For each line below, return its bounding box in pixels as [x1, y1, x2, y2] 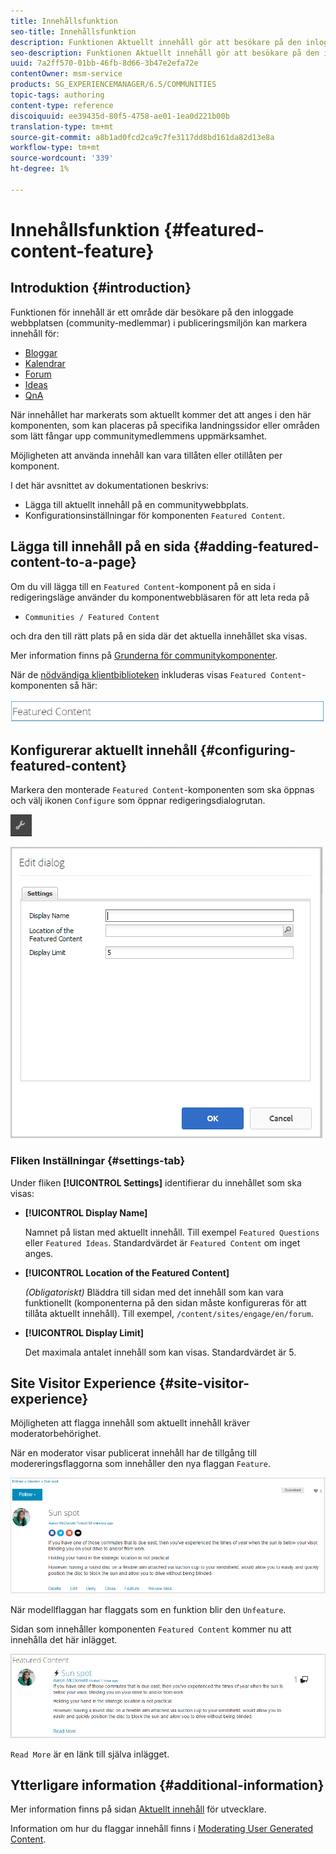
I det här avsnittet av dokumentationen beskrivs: [10, 479, 210, 491]
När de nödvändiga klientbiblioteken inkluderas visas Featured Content [10, 668, 303, 680]
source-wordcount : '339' [10, 153, 114, 164]
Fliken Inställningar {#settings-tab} [10, 1154, 186, 1168]
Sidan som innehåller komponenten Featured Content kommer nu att [10, 1623, 292, 1635]
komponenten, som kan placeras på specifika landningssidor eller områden [10, 419, 320, 431]
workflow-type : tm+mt [10, 143, 101, 153]
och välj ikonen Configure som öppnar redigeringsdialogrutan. [10, 795, 266, 807]
